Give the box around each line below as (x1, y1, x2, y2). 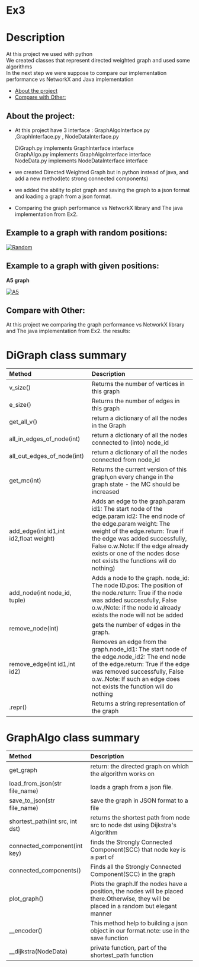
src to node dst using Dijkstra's (90, 821, 176, 830)
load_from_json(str (9, 780, 62, 788)
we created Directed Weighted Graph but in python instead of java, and (14, 168, 189, 175)
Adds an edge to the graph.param (91, 497, 185, 506)
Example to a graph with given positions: (6, 261, 159, 271)
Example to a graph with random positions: (6, 228, 168, 238)
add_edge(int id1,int (9, 527, 65, 535)
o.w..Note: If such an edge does (91, 675, 181, 683)
